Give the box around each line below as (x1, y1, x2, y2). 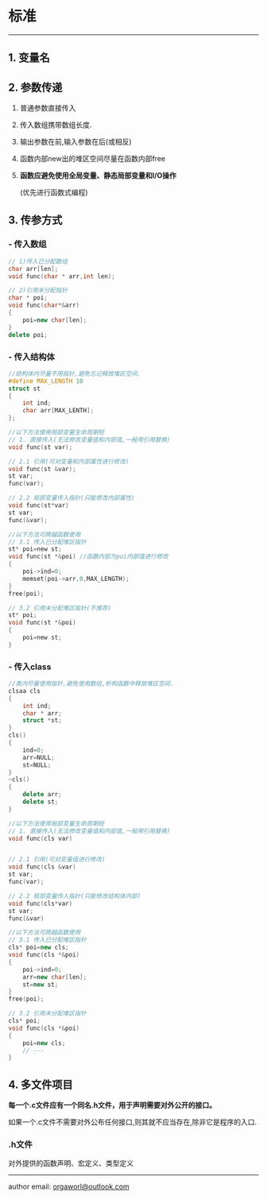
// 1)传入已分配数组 (8, 257, 68, 265)
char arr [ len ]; (8, 265, 59, 273)
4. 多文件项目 (8, 1077, 73, 1091)
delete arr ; (22, 791, 62, 799)
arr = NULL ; (22, 753, 56, 761)
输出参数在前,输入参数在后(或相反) (19, 137, 133, 147)
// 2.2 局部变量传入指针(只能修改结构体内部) (8, 892, 141, 900)
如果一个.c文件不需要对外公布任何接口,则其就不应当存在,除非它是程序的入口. (8, 1117, 257, 1127)
